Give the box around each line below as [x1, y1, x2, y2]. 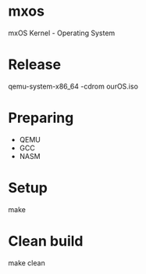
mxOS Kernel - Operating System [8, 28, 116, 38]
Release [8, 56, 61, 74]
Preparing [8, 109, 74, 127]
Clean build [8, 232, 84, 250]
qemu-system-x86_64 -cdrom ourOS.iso [8, 81, 139, 91]
